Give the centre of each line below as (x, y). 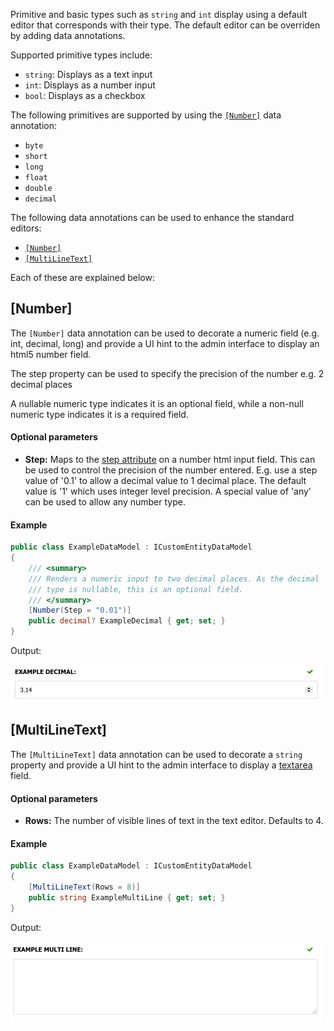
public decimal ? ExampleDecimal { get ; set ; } (127, 621)
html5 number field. (51, 354)
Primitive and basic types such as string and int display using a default (159, 14)
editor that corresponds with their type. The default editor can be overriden (165, 25)
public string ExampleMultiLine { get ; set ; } (127, 897)
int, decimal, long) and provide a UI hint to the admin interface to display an (165, 343)
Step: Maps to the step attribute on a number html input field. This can (170, 460)
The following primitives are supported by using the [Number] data (146, 115)
